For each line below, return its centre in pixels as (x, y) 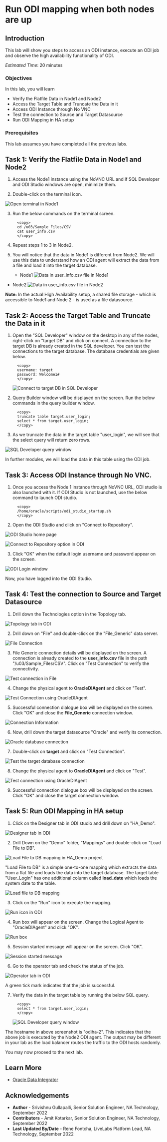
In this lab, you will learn (30, 89)
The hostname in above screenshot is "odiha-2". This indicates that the (78, 1032)
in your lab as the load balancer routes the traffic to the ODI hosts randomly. (83, 1042)
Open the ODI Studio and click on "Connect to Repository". (73, 525)
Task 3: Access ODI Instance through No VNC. (79, 475)
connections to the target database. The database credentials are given (86, 351)
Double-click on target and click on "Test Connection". (69, 751)
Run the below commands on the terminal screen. (63, 214)
